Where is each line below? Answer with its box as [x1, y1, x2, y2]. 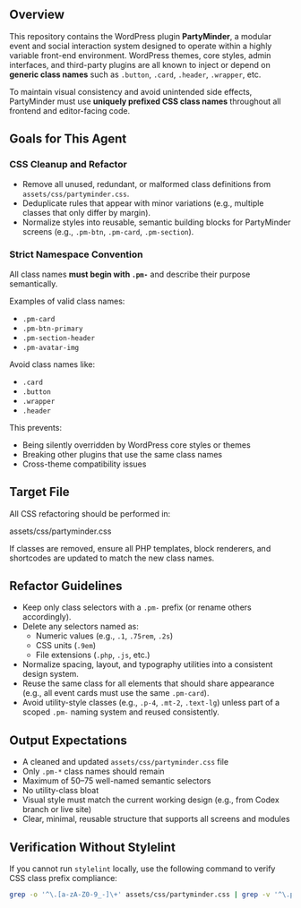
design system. [21, 669, 79, 680]
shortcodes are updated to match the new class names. [9, 553, 215, 563]
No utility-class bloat [21, 785, 99, 796]
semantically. [9, 278, 58, 289]
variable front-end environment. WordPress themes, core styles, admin [9, 49, 271, 61]
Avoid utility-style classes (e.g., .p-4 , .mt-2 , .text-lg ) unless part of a [21, 698, 280, 708]
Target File [9, 484, 70, 500]
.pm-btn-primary [21, 324, 83, 333]
